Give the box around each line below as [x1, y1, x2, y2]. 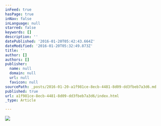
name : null [9, 66, 32, 71]
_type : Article [5, 98, 36, 103]
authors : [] [5, 57, 29, 62]
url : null [9, 75, 29, 80]
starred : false [5, 25, 36, 30]
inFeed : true [5, 7, 32, 12]
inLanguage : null [5, 21, 41, 26]
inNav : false [5, 16, 32, 21]
